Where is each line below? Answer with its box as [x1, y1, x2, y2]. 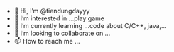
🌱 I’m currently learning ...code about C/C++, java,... [13, 22, 167, 30]
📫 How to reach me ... [13, 37, 80, 45]
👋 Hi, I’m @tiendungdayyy [13, 7, 90, 15]
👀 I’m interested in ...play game [13, 14, 105, 22]
